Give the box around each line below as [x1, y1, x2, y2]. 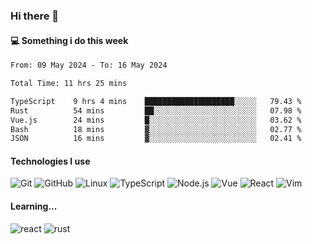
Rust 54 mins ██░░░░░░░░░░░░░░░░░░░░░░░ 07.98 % [10, 105, 302, 116]
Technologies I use [10, 155, 91, 167]
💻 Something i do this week [10, 34, 129, 46]
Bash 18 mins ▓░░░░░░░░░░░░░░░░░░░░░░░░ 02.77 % [10, 124, 302, 134]
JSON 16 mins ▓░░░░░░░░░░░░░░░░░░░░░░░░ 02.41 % [10, 134, 302, 144]
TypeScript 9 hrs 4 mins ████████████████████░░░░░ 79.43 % [10, 96, 302, 106]
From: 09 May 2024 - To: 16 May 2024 [10, 60, 168, 71]
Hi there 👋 [10, 9, 60, 23]
